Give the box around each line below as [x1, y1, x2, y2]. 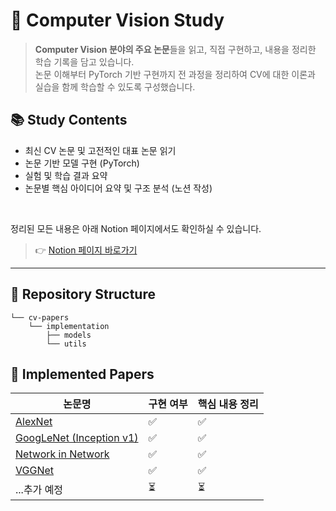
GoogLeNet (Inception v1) [15, 431, 139, 445]
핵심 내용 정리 [197, 397, 259, 411]
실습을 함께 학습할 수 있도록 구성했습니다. [34, 80, 196, 93]
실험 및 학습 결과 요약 [24, 169, 108, 181]
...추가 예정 [15, 482, 64, 496]
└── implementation [28, 321, 110, 331]
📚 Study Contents [10, 112, 128, 129]
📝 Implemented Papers [10, 365, 155, 383]
